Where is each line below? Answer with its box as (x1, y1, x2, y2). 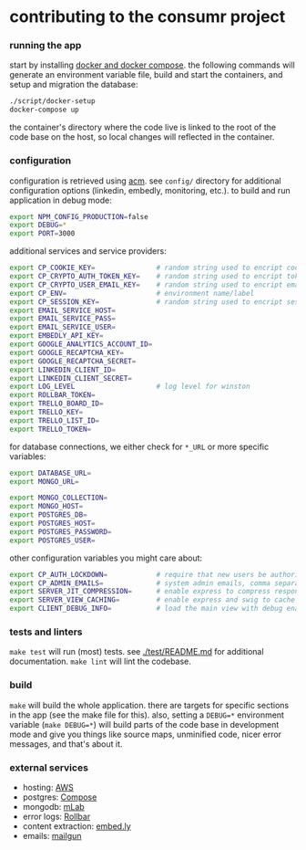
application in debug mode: (9, 194, 112, 205)
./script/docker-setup (9, 97, 96, 106)
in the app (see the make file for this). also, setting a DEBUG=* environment (9, 709, 285, 720)
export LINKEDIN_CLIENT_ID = (9, 365, 117, 374)
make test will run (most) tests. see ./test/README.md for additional (9, 646, 264, 657)
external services (9, 761, 89, 773)
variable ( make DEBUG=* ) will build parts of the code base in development (9, 719, 280, 729)
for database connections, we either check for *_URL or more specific (9, 441, 270, 452)
